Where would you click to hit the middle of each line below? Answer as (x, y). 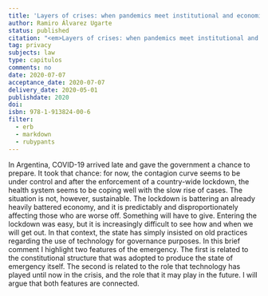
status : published (39, 30)
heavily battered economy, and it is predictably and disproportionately (123, 207)
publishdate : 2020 (39, 97)
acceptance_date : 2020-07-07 (57, 82)
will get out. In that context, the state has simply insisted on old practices (128, 232)
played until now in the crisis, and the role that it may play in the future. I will (133, 274)
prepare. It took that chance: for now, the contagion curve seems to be (124, 173)
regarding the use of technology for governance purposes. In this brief (124, 241)
